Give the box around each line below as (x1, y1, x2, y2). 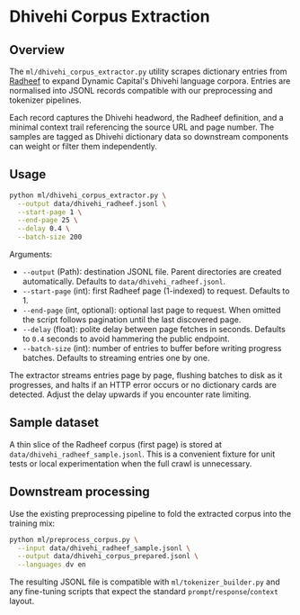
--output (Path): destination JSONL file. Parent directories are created (22, 267, 282, 277)
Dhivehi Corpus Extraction (9, 6, 210, 27)
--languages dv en (17, 560, 87, 569)
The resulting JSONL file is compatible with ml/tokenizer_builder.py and (9, 576, 280, 587)
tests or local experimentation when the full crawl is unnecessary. (9, 457, 252, 469)
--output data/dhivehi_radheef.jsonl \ (17, 199, 167, 208)
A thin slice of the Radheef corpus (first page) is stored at (9, 439, 223, 449)
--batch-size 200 (17, 232, 83, 242)
